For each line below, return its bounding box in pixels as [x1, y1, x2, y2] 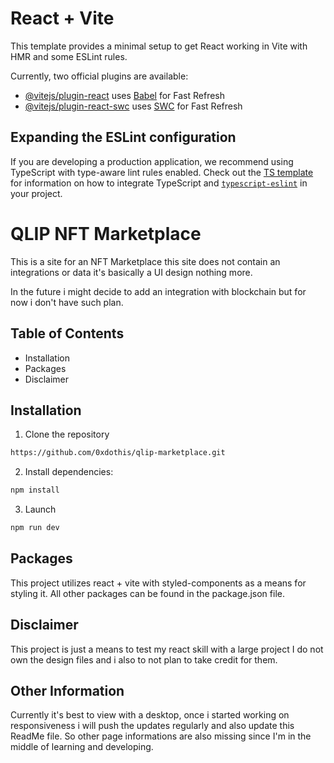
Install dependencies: [24, 466, 114, 478]
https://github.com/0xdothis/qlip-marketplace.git [10, 448, 226, 458]
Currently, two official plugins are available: [10, 70, 189, 82]
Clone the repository [24, 428, 110, 441]
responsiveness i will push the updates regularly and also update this [10, 720, 295, 732]
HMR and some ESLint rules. [10, 50, 128, 62]
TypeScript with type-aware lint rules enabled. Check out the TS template [10, 166, 314, 178]
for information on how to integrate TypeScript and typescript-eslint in [10, 177, 308, 189]
